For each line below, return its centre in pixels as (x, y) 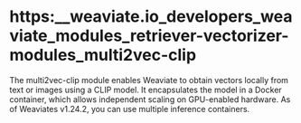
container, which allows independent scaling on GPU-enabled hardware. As (150, 99)
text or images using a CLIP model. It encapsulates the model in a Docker (146, 90)
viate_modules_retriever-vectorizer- (149, 36)
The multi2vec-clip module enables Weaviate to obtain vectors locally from (149, 80)
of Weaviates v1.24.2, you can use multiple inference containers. (130, 109)
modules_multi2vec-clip (103, 55)
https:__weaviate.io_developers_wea (151, 17)
